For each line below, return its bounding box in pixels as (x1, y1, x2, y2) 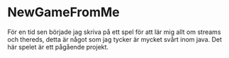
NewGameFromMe (7, 4, 121, 21)
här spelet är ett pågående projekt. (7, 42, 108, 51)
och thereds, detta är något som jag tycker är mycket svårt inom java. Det (7, 35, 222, 43)
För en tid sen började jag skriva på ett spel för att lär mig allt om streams (7, 28, 221, 36)
